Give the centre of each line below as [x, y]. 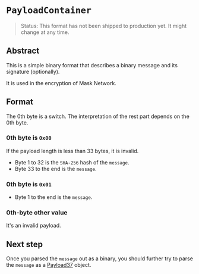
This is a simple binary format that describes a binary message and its [92, 65]
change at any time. [45, 32]
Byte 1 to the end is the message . [53, 197]
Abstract [23, 51]
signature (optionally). [33, 71]
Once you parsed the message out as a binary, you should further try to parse [99, 259]
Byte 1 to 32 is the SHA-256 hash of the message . [72, 162]
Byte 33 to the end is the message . [56, 169]
